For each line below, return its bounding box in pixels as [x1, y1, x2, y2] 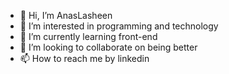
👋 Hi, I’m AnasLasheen [19, 10, 113, 21]
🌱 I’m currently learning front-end [19, 31, 158, 42]
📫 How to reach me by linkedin [19, 53, 150, 64]
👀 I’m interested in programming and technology [19, 20, 219, 32]
